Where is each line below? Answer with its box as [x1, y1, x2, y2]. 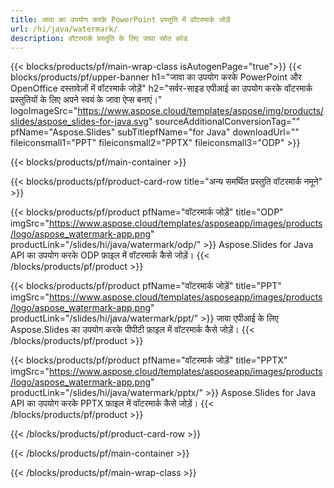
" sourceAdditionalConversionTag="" [148, 116, 301, 128]
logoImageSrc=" [10, 105, 78, 117]
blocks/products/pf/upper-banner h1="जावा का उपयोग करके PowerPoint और [10, 71, 302, 83]
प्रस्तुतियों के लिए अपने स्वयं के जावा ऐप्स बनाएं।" [10, 94, 163, 106]
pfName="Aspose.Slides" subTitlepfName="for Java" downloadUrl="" [10, 126, 300, 138]
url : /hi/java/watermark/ [10, 24, 118, 34]
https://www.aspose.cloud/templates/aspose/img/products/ [77, 105, 325, 117]
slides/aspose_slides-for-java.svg [10, 116, 149, 128]
